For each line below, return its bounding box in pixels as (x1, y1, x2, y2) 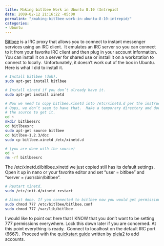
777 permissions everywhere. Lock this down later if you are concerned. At (5, 221, 156, 226)
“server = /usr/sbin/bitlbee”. (5, 175, 61, 180)
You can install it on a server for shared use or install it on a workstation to (5, 54, 154, 60)
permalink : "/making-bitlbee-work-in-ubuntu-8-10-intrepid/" (5, 16, 132, 21)
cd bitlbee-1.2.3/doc (5, 133, 49, 137)
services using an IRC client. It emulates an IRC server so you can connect (5, 44, 156, 50)
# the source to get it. (5, 110, 56, 115)
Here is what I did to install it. (5, 65, 63, 71)
